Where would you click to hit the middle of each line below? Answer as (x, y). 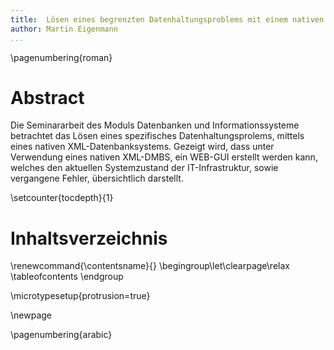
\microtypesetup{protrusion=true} (80, 296)
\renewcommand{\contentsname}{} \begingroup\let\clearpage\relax (150, 266)
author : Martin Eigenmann (64, 29)
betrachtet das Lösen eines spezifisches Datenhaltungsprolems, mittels (157, 136)
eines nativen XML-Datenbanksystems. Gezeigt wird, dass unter (142, 147)
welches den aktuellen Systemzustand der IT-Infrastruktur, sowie (144, 168)
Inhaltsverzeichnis (89, 238)
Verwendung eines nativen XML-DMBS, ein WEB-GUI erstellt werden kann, (164, 157)
